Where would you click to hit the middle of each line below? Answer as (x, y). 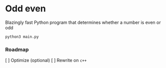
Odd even (26, 9)
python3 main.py (22, 37)
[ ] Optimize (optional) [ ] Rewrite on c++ (46, 61)
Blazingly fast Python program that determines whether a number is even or (83, 22)
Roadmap (17, 49)
